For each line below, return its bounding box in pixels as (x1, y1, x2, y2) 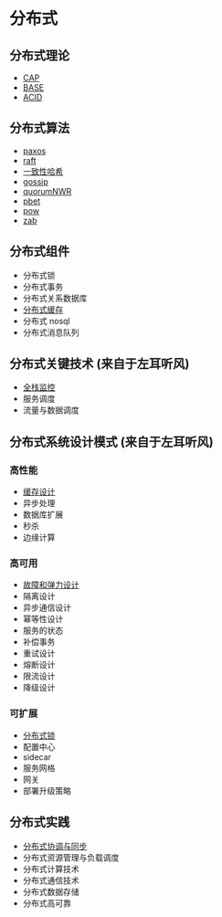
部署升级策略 (22, 785, 71, 796)
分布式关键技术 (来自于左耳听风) (9, 356, 190, 372)
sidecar (22, 751, 52, 763)
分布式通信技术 (22, 874, 79, 886)
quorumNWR (22, 185, 72, 196)
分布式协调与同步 (22, 840, 88, 851)
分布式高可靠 (22, 897, 71, 909)
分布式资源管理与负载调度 (22, 851, 120, 863)
